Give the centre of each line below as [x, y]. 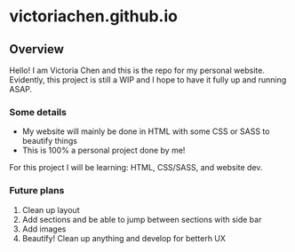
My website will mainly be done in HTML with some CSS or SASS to [146, 131]
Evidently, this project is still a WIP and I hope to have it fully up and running [148, 80]
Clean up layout [51, 209]
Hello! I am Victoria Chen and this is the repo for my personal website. [137, 70]
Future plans [37, 191]
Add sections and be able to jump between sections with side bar [142, 219]
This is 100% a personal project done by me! [104, 150]
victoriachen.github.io [93, 16]
